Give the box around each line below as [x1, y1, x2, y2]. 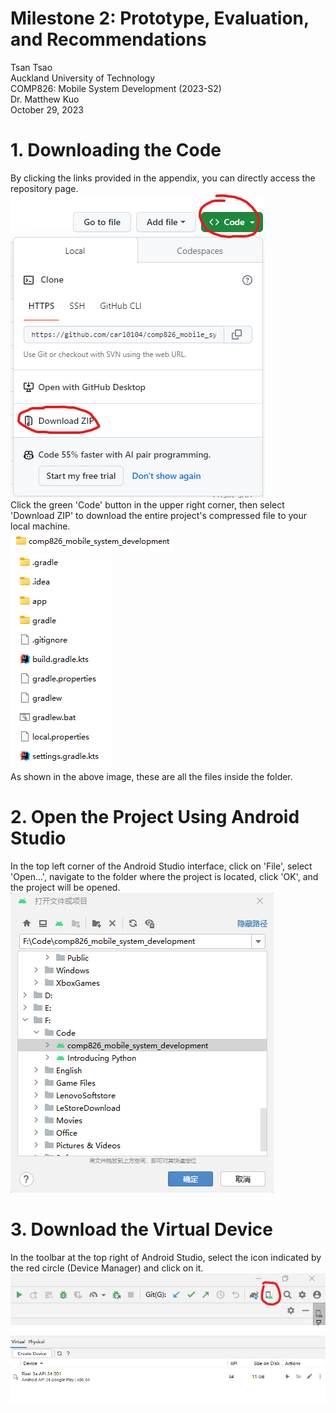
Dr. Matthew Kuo [10, 93, 80, 105]
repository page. [10, 182, 79, 194]
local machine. [10, 520, 71, 532]
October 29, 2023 [10, 103, 84, 116]
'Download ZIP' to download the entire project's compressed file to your [10, 509, 308, 521]
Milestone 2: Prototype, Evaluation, [10, 7, 310, 30]
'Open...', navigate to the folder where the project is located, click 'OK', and [10, 870, 319, 882]
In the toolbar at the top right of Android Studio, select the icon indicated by [10, 1251, 322, 1263]
